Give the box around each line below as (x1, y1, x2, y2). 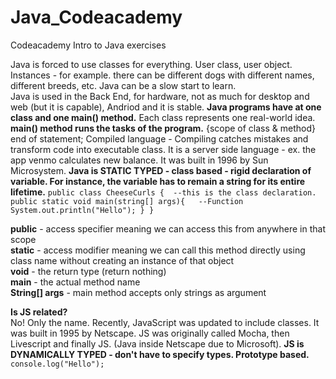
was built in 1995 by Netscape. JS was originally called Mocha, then (10, 327, 290, 339)
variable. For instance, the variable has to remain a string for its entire (10, 175, 306, 187)
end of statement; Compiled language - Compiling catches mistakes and (10, 132, 309, 145)
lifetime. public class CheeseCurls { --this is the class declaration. (10, 186, 317, 198)
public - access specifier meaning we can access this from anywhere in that (10, 222, 326, 235)
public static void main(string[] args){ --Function (10, 196, 244, 206)
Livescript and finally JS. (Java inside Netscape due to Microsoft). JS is (10, 337, 305, 350)
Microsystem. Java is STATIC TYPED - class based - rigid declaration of (10, 164, 312, 176)
